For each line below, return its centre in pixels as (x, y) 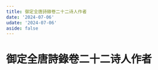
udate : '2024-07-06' (32, 23)
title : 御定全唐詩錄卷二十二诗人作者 (47, 12)
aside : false (22, 28)
